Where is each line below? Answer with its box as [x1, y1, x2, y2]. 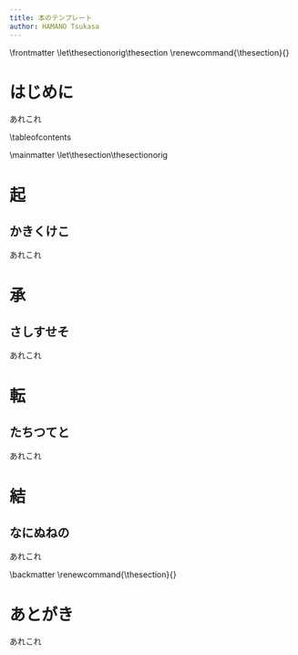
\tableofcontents [9, 132, 71, 143]
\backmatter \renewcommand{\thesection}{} [9, 569, 177, 580]
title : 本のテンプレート [9, 13, 93, 23]
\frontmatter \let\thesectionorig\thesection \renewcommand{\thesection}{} [9, 47, 290, 58]
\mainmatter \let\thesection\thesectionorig [9, 150, 169, 161]
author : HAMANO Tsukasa [9, 22, 100, 31]
